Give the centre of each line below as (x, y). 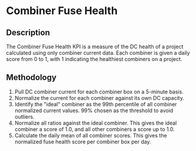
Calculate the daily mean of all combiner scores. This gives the (91, 135)
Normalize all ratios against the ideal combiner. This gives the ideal (96, 123)
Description (28, 33)
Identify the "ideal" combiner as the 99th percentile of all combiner (96, 104)
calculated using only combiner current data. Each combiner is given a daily (98, 53)
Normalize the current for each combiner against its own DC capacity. (99, 98)
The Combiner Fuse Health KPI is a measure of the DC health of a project (95, 46)
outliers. (24, 116)
